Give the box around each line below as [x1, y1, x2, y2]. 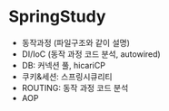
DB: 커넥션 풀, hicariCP [21, 60, 106, 70]
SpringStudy [8, 6, 106, 27]
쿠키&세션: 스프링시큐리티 [21, 70, 113, 82]
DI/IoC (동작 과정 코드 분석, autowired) [21, 48, 161, 60]
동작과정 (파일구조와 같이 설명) [21, 37, 131, 48]
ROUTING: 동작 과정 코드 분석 [21, 82, 129, 93]
